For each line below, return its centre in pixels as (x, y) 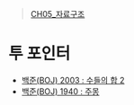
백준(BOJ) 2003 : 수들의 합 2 (73, 80)
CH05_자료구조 (58, 14)
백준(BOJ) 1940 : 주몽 (60, 91)
